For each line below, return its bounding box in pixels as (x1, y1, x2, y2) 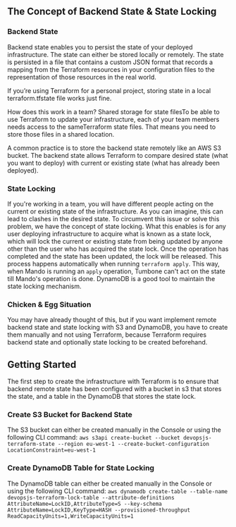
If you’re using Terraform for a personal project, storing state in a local (7, 86, 211, 94)
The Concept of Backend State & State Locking (7, 6, 217, 18)
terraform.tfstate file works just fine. (7, 94, 112, 102)
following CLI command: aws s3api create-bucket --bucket (7, 433, 181, 442)
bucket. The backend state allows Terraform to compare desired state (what (7, 151, 228, 159)
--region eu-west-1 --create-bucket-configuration (57, 440, 210, 448)
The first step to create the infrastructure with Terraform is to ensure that (7, 377, 219, 386)
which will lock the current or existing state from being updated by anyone (7, 237, 223, 245)
